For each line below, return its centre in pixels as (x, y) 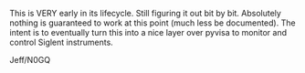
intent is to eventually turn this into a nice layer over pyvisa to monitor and (148, 32)
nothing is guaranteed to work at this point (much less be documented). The (152, 23)
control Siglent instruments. (62, 42)
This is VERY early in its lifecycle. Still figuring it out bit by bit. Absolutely (145, 13)
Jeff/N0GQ (30, 60)
